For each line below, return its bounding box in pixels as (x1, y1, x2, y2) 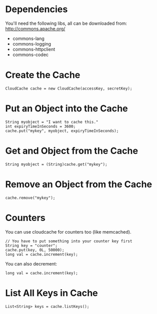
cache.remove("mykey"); (5, 195, 56, 200)
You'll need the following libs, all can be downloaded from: (5, 20, 128, 26)
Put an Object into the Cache (5, 103, 128, 114)
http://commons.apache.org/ (5, 25, 66, 31)
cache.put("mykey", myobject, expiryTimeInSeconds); (5, 128, 119, 133)
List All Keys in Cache (5, 287, 98, 299)
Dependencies (5, 4, 68, 15)
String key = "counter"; (5, 243, 58, 248)
